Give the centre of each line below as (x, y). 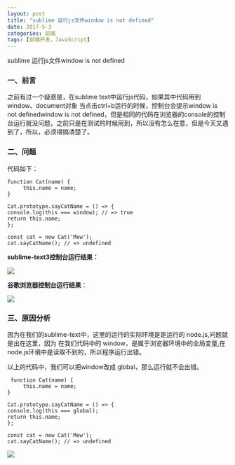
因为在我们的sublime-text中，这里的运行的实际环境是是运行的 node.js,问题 (115, 335)
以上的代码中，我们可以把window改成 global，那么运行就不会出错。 (105, 367)
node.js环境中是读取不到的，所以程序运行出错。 (76, 352)
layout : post (26, 14)
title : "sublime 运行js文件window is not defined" (81, 20)
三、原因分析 (29, 318)
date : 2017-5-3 (29, 27)
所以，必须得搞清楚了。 (59, 132)
